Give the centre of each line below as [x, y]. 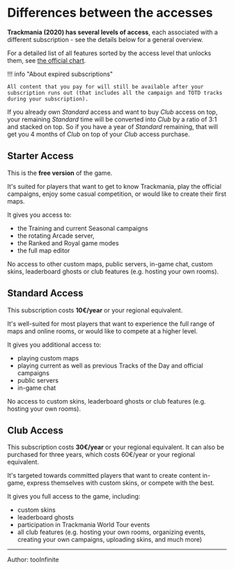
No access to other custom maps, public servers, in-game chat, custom [110, 264]
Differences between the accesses [110, 13]
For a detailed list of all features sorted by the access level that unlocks [109, 53]
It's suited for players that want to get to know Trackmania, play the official [114, 186]
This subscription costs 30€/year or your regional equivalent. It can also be [116, 447]
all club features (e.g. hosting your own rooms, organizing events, [111, 532]
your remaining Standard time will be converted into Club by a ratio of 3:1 [112, 119]
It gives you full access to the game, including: [74, 496]
